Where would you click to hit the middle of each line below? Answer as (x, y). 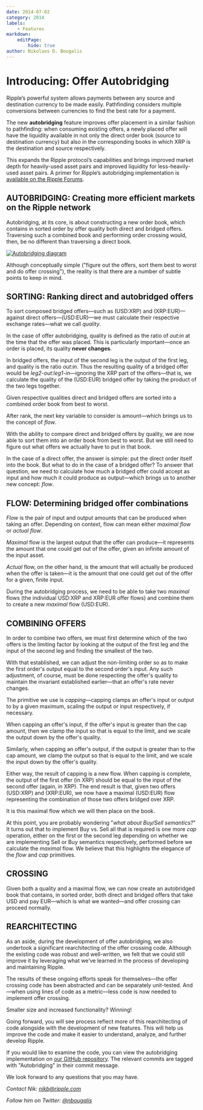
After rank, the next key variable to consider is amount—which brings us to (99, 416)
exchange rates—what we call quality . (54, 324)
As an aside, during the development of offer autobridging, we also (90, 941)
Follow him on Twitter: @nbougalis (49, 1100)
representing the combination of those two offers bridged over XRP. (91, 799)
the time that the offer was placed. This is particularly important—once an (98, 342)
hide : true (42, 46)
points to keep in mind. (35, 277)
